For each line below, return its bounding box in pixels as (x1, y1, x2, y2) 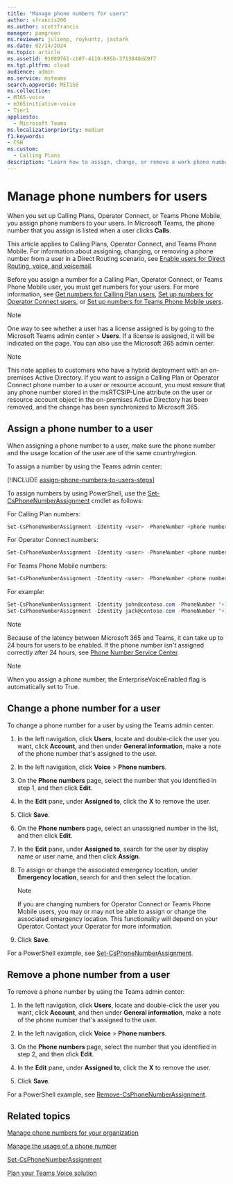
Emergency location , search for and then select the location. (17, 872, 192, 881)
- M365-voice (7, 94, 45, 101)
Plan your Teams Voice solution (7, 1169, 97, 1177)
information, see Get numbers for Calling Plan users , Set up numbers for (7, 289, 214, 298)
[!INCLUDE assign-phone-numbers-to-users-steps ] (7, 475, 155, 484)
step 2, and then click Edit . (17, 1049, 94, 1058)
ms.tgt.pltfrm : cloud (7, 62, 70, 69)
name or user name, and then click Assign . (17, 852, 141, 861)
